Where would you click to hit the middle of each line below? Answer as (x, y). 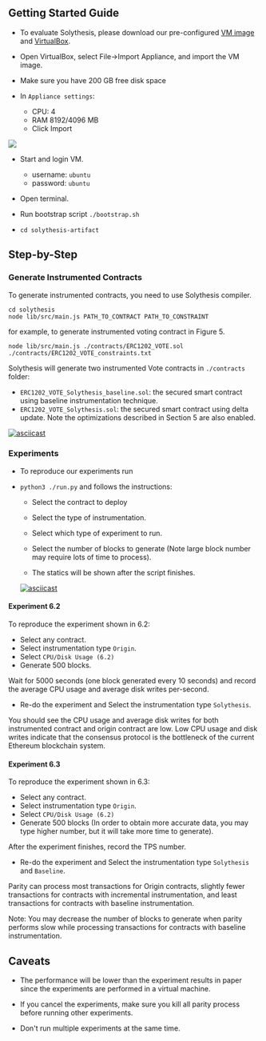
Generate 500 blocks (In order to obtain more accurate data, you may (134, 823)
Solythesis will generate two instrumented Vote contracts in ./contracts (127, 368)
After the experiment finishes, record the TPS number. (97, 847)
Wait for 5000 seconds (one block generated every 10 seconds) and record (132, 681)
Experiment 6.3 (34, 764)
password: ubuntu (61, 182)
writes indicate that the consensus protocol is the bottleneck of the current (131, 737)
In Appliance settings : (57, 96)
